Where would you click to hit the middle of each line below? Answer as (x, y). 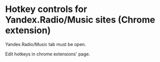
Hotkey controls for (46, 9)
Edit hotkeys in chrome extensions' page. (48, 54)
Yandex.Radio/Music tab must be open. (46, 44)
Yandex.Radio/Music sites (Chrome (80, 20)
